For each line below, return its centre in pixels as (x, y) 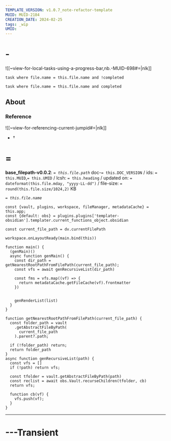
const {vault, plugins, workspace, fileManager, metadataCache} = (77, 207)
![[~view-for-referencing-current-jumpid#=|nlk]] (56, 127)
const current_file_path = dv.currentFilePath (55, 229)
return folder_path (31, 350)
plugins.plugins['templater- (89, 216)
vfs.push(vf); (29, 399)
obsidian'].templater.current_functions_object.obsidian (67, 220)
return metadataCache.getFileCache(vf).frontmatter (75, 283)
